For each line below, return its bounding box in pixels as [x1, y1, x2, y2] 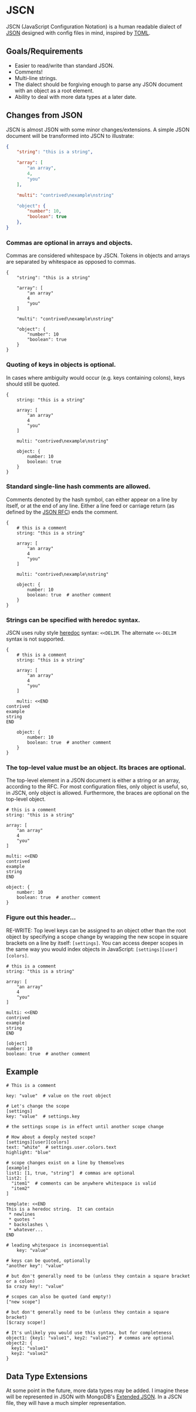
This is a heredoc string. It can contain [6, 1206, 114, 1212]
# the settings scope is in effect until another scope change [6, 1123, 164, 1129]
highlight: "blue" [6, 1149, 51, 1155]
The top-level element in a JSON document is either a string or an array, [6, 777, 180, 784]
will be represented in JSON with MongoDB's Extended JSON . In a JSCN [6, 1393, 182, 1400]
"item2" [11, 1185, 31, 1191]
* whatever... [8, 1227, 43, 1232]
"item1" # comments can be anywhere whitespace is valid [11, 1180, 157, 1186]
